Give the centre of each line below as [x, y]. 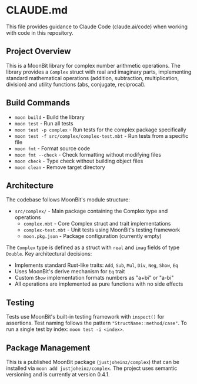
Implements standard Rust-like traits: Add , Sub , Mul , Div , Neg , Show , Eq [96, 265]
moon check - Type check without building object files [79, 161]
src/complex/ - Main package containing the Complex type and [91, 211]
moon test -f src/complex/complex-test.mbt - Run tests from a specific [101, 135]
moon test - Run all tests [44, 123]
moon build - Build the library [50, 117]
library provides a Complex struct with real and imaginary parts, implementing [99, 72]
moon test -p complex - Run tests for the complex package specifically [100, 130]
